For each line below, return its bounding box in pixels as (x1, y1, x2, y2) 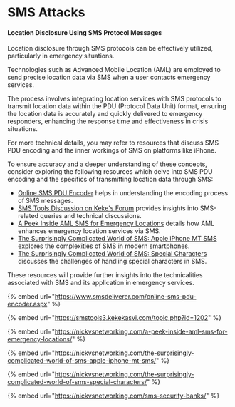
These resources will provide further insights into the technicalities (7, 271, 203, 279)
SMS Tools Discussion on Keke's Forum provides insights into (17, 204, 199, 212)
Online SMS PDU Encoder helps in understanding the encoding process (17, 189, 229, 197)
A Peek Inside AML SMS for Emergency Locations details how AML (17, 219, 215, 228)
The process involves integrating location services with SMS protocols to (7, 94, 222, 103)
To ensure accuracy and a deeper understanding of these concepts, (7, 160, 208, 168)
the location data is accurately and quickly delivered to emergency (7, 110, 203, 118)
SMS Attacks (7, 4, 85, 21)
